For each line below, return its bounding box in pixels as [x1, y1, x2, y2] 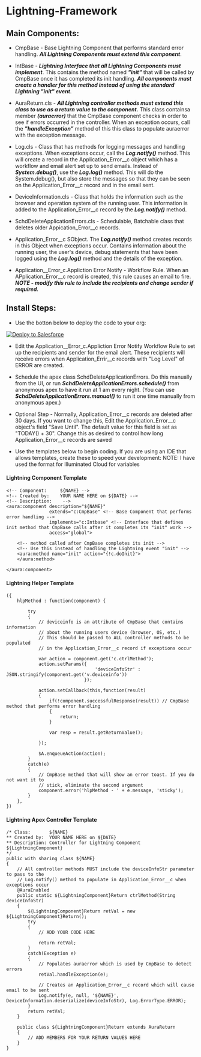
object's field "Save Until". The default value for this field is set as [14, 423, 177, 430]
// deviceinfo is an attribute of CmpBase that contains [38, 619, 184, 625]
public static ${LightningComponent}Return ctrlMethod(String [17, 893, 176, 899]
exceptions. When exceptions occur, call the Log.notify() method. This [14, 149, 190, 157]
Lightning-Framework [6, 4, 118, 18]
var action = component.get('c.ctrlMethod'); [38, 656, 154, 662]
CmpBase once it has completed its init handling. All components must [14, 75, 192, 82]
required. [14, 286, 39, 293]
